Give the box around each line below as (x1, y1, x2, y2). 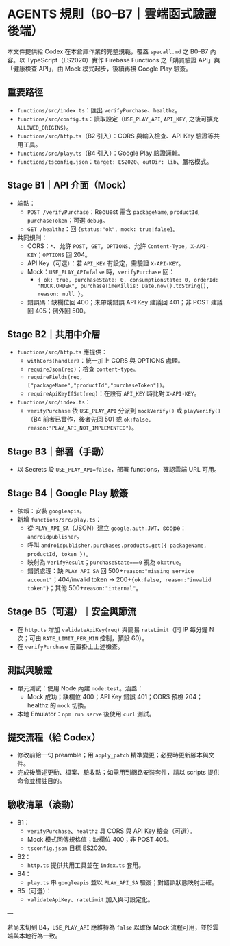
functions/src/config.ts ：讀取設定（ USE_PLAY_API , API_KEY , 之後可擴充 (16, 114, 219, 123)
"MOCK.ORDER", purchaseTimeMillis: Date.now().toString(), (37, 282, 210, 289)
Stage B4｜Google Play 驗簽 (7, 487, 129, 499)
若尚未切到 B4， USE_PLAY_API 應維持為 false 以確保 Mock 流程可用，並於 (7, 923, 214, 932)
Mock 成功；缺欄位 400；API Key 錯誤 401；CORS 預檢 (27, 692, 184, 701)
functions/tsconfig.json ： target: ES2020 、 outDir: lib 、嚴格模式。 (16, 157, 213, 165)
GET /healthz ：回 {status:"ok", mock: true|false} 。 (27, 224, 179, 233)
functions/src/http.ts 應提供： (16, 348, 108, 356)
